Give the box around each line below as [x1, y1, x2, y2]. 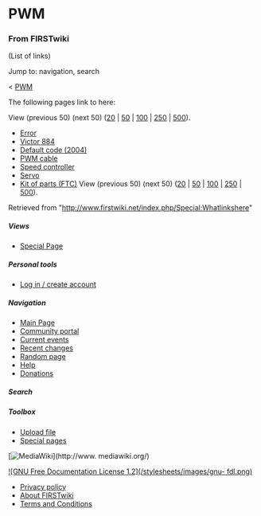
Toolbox [8, 407, 36, 416]
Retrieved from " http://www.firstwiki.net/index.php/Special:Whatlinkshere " [8, 203, 253, 213]
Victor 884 [19, 137, 56, 147]
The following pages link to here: [8, 97, 115, 107]
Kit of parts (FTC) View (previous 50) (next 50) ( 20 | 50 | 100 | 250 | [19, 179, 243, 189]
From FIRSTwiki [8, 33, 70, 45]
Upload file [19, 427, 56, 436]
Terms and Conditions [19, 498, 93, 508]
